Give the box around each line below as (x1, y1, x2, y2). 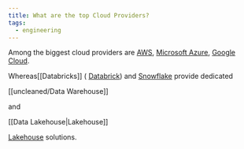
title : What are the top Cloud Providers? (8, 11, 150, 20)
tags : (8, 19, 26, 27)
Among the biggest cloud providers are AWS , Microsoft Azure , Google (8, 48, 236, 58)
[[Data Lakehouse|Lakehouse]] (8, 117, 109, 127)
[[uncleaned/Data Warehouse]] (8, 87, 109, 96)
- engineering (15, 26, 61, 34)
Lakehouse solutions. (8, 132, 77, 142)
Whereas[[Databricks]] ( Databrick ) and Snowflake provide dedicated (8, 72, 234, 81)
